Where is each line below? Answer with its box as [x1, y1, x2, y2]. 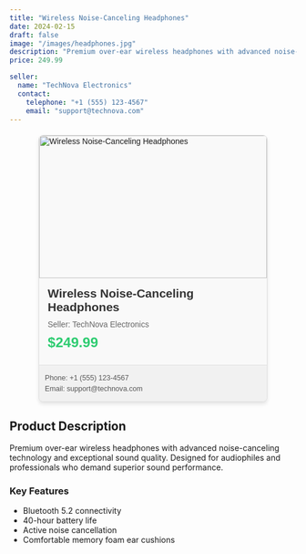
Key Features [9, 485, 70, 497]
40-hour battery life [22, 515, 97, 526]
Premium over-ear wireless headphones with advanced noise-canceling [9, 443, 280, 454]
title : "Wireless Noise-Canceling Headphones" [9, 13, 189, 23]
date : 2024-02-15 [9, 22, 76, 31]
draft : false [9, 30, 59, 39]
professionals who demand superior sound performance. [9, 462, 224, 473]
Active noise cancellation [22, 525, 117, 536]
